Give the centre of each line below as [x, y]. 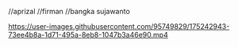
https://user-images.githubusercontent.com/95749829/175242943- [119, 26]
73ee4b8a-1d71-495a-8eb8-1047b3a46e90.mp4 [88, 35]
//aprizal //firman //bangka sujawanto [69, 11]
